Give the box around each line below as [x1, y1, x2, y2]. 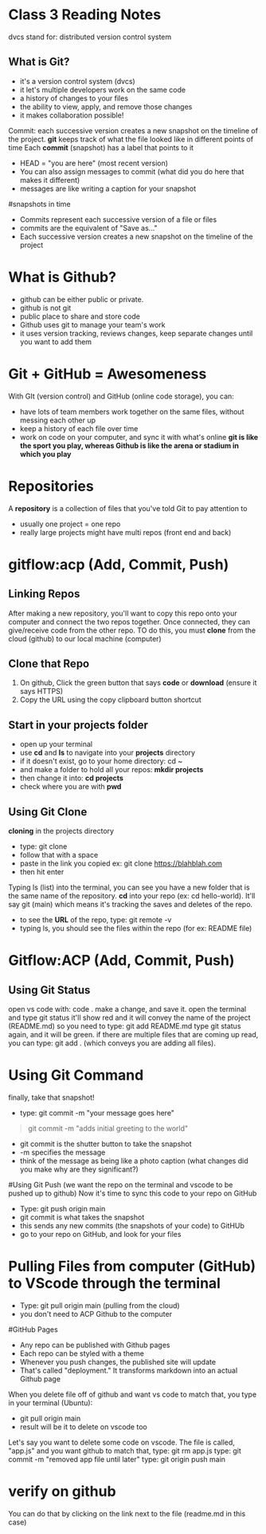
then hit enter [19, 867, 65, 876]
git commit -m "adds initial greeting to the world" [27, 1124, 189, 1133]
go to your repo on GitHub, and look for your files [19, 1229, 182, 1239]
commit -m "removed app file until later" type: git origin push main [8, 1454, 225, 1464]
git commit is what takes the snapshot [19, 1212, 145, 1222]
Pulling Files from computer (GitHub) [8, 1258, 256, 1275]
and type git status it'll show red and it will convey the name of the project [8, 1013, 251, 1022]
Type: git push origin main [19, 1203, 106, 1213]
